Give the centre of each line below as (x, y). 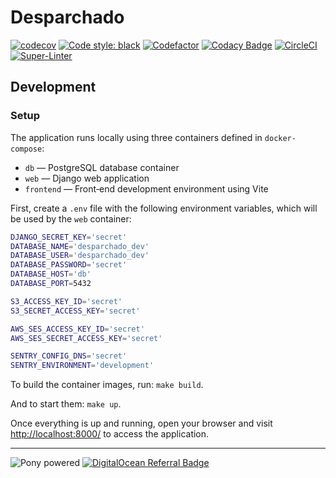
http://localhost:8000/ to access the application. (110, 434)
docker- (280, 138)
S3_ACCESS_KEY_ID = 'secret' (66, 301)
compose (26, 149)
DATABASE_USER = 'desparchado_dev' (80, 256)
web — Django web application (87, 178)
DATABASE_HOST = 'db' (51, 274)
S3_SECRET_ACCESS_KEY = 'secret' (75, 311)
